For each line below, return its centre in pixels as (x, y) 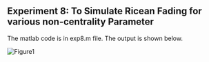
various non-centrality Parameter (80, 22)
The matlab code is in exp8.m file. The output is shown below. (95, 38)
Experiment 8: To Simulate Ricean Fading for (104, 11)
